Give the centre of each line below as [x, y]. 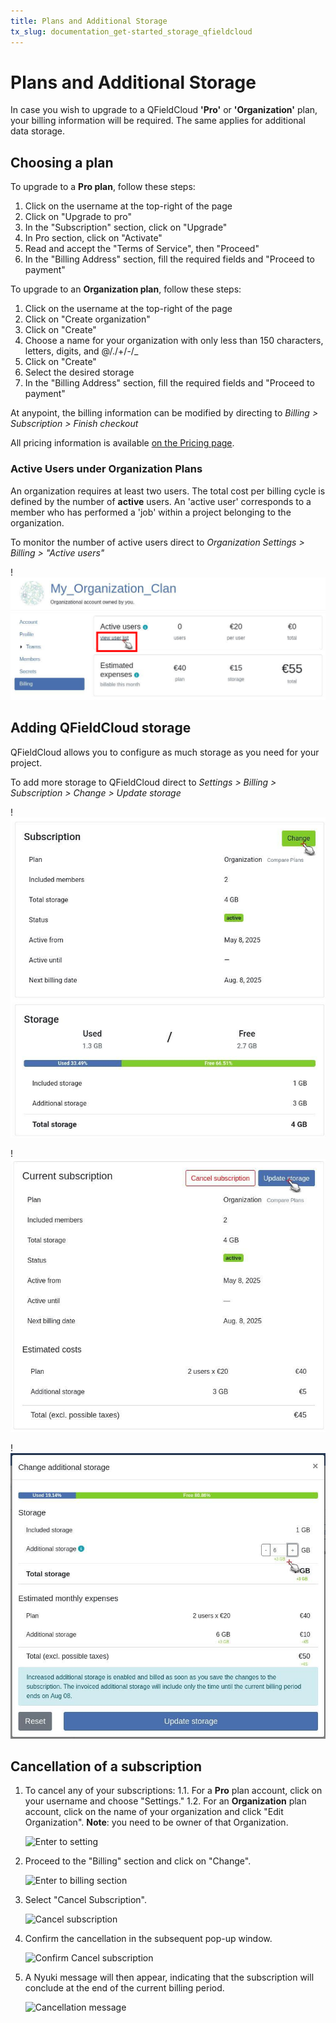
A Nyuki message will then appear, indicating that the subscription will [169, 1977]
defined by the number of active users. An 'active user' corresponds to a [161, 501]
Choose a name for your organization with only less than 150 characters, [174, 341]
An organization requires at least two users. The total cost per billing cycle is [168, 491]
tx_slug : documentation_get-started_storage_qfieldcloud [131, 31]
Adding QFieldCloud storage [101, 728]
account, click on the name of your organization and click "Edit [154, 1812]
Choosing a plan [62, 162]
